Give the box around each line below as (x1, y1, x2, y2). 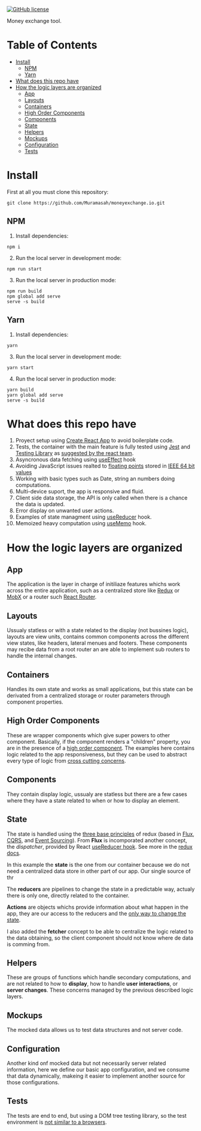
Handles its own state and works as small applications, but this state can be (7, 686, 193, 693)
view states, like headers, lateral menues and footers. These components (7, 639, 187, 647)
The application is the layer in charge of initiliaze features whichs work (7, 581, 181, 588)
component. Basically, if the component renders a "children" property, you (7, 738, 191, 745)
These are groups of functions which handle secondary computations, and (7, 974, 191, 981)
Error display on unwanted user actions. (15, 507, 114, 514)
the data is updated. (15, 501, 65, 508)
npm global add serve (7, 293, 61, 300)
